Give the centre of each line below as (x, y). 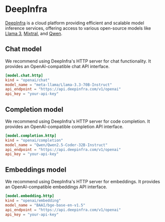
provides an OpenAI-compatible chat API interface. (57, 66)
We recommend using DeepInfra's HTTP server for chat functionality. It (78, 61)
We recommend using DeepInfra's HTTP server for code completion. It (78, 121)
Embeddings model (36, 170)
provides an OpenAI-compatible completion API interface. (64, 126)
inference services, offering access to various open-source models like (78, 28)
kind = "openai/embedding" (33, 201)
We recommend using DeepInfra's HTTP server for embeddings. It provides (83, 182)
